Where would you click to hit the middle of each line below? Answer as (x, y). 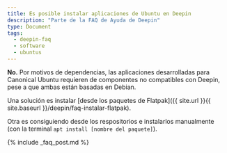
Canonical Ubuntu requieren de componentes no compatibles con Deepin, (114, 79)
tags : (15, 33)
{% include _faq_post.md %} (48, 142)
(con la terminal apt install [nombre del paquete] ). (83, 129)
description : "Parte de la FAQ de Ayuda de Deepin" (84, 20)
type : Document (29, 26)
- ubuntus (28, 53)
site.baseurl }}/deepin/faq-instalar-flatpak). (69, 108)
